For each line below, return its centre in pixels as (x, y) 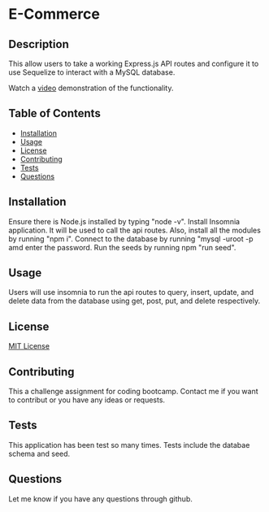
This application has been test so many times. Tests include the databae (129, 445)
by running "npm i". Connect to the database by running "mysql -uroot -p (131, 239)
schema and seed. (39, 453)
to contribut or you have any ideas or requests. (87, 400)
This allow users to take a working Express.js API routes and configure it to (134, 63)
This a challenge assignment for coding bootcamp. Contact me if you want (133, 392)
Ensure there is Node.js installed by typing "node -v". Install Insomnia (124, 221)
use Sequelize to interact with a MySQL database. (92, 72)
